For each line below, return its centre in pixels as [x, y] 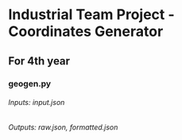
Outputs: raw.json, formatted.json [63, 127]
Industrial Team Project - [91, 15]
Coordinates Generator [86, 31]
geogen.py [30, 84]
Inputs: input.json [37, 103]
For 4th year [39, 61]
